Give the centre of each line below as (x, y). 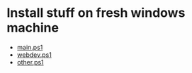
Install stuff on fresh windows (96, 13)
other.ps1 (30, 62)
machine (33, 28)
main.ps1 (30, 47)
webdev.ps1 (34, 55)
